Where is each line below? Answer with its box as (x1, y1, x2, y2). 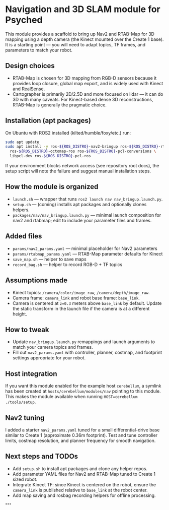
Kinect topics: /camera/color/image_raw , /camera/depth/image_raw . (12, 289, 150, 295)
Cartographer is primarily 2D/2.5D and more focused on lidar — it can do (12, 91, 163, 97)
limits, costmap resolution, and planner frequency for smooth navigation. (5, 437, 156, 443)
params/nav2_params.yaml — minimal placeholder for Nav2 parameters (12, 245, 157, 251)
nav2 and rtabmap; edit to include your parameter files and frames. (12, 217, 152, 223)
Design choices (5, 61, 55, 70)
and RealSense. (12, 86, 45, 92)
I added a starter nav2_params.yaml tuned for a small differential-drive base (5, 427, 160, 433)
